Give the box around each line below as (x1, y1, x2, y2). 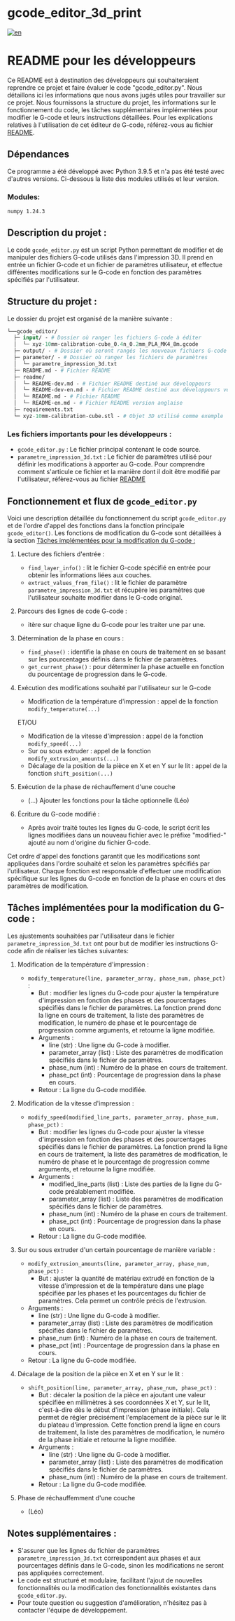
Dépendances (7, 149, 70, 161)
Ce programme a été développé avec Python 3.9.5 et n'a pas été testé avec (7, 167, 225, 175)
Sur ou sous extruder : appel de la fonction (27, 746, 152, 755)
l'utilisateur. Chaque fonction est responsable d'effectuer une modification (7, 866, 222, 875)
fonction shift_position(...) (27, 769, 113, 777)
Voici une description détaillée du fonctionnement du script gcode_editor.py (7, 513, 227, 522)
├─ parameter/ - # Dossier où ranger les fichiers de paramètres (13, 354, 208, 361)
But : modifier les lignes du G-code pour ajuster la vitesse (38, 1127, 204, 1136)
